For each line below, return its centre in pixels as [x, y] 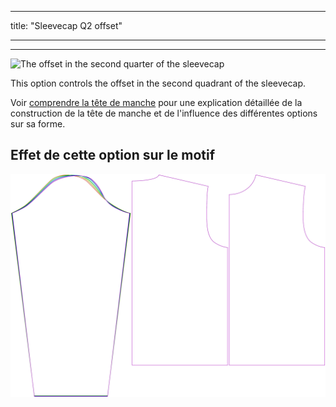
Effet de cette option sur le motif [113, 155]
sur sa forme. [38, 124]
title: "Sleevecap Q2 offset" [66, 25]
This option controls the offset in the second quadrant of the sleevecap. [158, 83]
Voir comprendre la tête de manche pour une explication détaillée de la [156, 102]
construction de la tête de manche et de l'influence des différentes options [164, 113]
